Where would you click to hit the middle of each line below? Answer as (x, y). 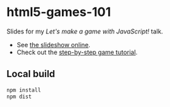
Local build (31, 74)
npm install (24, 90)
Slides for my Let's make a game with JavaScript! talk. (85, 31)
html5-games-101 (59, 12)
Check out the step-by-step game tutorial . (77, 52)
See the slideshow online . (54, 44)
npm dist (19, 97)
